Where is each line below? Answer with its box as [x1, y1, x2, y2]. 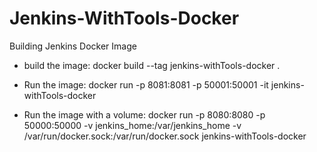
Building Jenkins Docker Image [9, 40, 137, 52]
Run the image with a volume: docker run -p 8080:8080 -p [23, 108, 266, 121]
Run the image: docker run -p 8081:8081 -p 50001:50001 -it [23, 78, 269, 91]
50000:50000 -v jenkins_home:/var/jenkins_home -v [23, 119, 242, 131]
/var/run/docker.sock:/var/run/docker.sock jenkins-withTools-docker [23, 130, 307, 142]
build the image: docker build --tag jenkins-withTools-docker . [23, 59, 281, 71]
